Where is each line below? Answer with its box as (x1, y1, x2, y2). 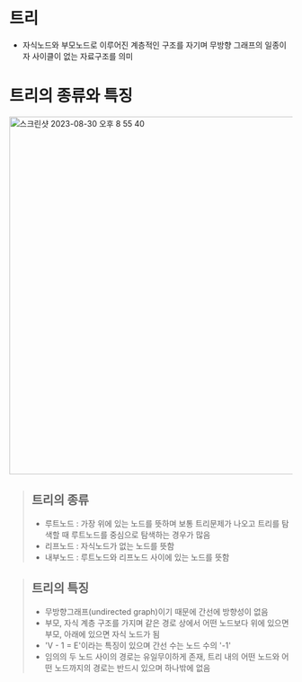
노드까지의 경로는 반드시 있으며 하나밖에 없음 (54, 662, 211, 673)
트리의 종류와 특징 (9, 86, 133, 106)
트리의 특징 (31, 580, 90, 596)
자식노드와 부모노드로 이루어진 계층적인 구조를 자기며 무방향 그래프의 (22, 40, 263, 50)
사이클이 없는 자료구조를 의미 (31, 50, 133, 61)
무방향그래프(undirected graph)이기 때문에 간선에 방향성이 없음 (44, 606, 269, 616)
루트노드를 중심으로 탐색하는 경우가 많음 (71, 529, 211, 540)
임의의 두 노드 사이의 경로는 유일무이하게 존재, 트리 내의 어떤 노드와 (44, 651, 280, 661)
